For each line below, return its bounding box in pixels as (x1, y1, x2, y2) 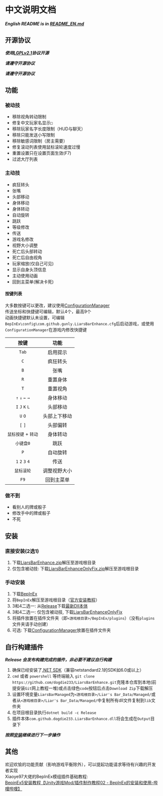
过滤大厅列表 (12, 156, 38, 162)
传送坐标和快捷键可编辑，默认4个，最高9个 (5, 308, 91, 314)
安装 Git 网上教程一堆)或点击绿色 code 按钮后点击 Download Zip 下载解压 (16, 685, 153, 691)
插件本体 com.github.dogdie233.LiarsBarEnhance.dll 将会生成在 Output (12, 716, 151, 722)
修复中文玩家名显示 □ (12, 120, 53, 126)
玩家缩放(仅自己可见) (12, 260, 54, 266)
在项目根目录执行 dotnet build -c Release (12, 710, 97, 715)
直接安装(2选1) (5, 547, 39, 554)
